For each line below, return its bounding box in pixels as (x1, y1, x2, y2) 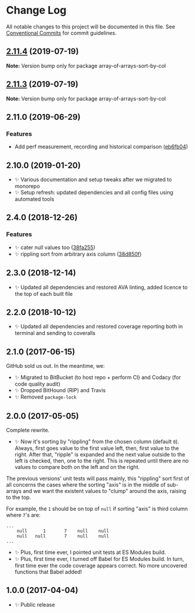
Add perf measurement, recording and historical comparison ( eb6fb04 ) (14, 143, 189, 151)
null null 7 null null (16, 533, 110, 539)
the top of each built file (14, 290, 73, 297)
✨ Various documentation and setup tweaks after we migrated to (14, 176, 172, 183)
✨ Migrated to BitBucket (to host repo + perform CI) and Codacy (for (14, 374, 181, 381)
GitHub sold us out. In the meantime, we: (6, 363, 105, 370)
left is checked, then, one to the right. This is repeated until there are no (14, 457, 189, 464)
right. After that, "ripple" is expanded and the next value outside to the (14, 451, 186, 458)
